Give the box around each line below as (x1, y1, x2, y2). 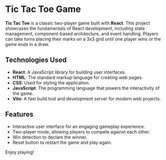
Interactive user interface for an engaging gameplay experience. (12, 123, 145, 129)
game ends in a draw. (5, 41, 49, 47)
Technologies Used (5, 56, 66, 64)
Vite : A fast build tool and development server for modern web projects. (12, 95, 161, 101)
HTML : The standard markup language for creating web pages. (12, 74, 143, 80)
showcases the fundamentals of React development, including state (5, 25, 145, 31)
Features (5, 110, 33, 118)
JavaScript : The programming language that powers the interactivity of (12, 85, 160, 91)
